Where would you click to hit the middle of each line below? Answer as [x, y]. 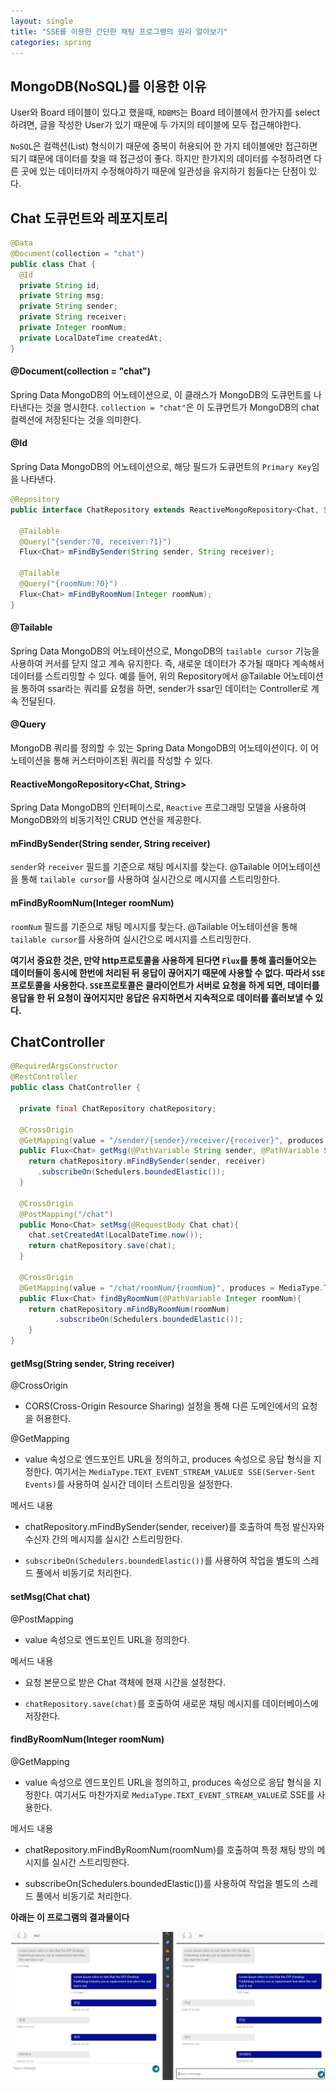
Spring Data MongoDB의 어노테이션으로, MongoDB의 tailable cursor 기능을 [165, 651]
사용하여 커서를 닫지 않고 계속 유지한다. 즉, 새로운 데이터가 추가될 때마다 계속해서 [167, 663]
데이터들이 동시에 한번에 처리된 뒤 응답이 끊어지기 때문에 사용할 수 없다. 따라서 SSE [168, 972]
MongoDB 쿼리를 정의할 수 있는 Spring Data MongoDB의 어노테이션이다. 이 [159, 748]
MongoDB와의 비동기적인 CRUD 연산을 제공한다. [106, 820]
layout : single [42, 21]
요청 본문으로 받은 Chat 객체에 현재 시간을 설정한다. [125, 1682]
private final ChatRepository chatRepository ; [118, 1108]
